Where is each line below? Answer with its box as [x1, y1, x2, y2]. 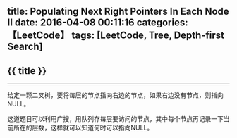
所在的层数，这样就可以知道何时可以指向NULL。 [13, 123, 154, 132]
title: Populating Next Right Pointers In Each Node [7, 6, 229, 18]
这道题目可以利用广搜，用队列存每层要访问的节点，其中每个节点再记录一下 [7, 115, 224, 123]
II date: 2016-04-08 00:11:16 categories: [7, 17, 188, 29]
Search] [7, 41, 44, 53]
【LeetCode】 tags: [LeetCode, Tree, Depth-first [7, 30, 224, 42]
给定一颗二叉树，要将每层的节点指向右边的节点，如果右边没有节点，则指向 [7, 91, 224, 99]
